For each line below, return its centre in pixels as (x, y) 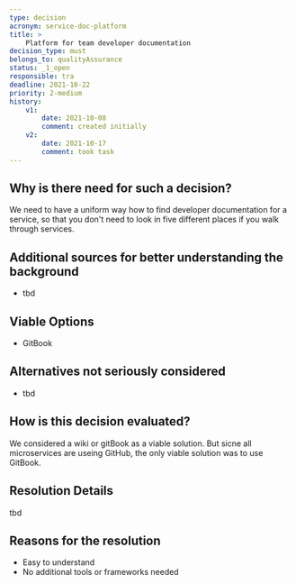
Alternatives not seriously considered (118, 372)
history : (26, 101)
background (44, 271)
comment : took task (78, 151)
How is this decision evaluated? (100, 421)
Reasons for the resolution (85, 540)
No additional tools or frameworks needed (100, 572)
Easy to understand (58, 562)
